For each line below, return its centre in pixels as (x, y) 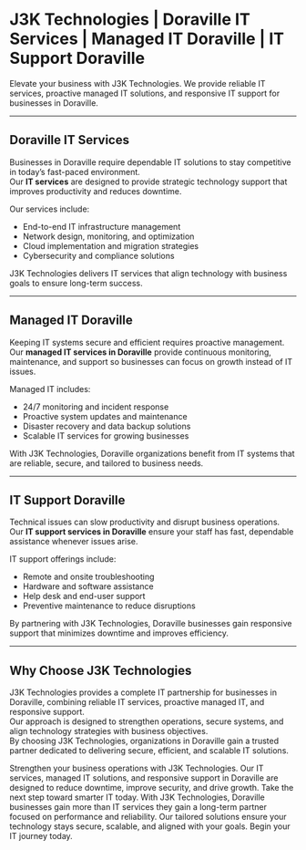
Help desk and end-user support (84, 596)
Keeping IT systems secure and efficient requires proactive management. (147, 342)
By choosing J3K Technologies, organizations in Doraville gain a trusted (144, 741)
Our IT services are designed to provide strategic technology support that (148, 181)
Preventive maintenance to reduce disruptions (109, 606)
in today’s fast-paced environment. (75, 171)
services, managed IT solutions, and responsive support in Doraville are (144, 778)
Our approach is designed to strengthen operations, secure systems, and (147, 721)
